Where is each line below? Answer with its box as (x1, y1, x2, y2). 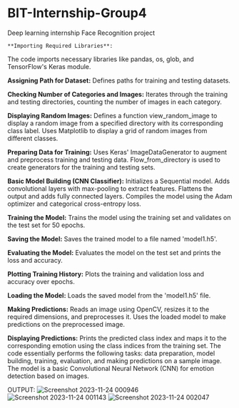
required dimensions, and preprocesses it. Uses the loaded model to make (7, 312, 226, 321)
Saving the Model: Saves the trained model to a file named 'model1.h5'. (7, 234, 218, 243)
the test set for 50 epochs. (7, 221, 86, 229)
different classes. (7, 134, 59, 142)
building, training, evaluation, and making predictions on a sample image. (7, 356, 223, 365)
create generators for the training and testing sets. (7, 162, 156, 172)
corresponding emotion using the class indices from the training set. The (7, 341, 221, 350)
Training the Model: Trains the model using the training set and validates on (7, 213, 231, 221)
